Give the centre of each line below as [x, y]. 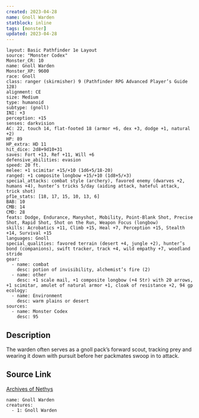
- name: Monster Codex [40, 312]
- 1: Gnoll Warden [35, 410]
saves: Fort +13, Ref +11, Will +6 [50, 155]
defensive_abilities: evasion [44, 160]
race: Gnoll [21, 76]
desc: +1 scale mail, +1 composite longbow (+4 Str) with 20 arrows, [105, 280]
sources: [17, 306]
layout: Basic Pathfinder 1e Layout [52, 50]
